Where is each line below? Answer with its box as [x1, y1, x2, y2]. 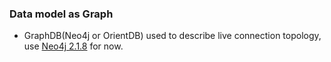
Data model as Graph [9, 7, 114, 21]
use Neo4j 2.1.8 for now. [23, 40, 124, 52]
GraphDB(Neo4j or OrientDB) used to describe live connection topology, [23, 30, 322, 42]
